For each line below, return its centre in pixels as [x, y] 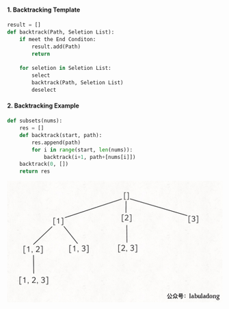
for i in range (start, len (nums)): [82, 150]
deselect [44, 90]
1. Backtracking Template [44, 10]
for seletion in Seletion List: [65, 69]
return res [35, 171]
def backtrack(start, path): [61, 135]
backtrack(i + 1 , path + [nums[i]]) [90, 157]
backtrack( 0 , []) [44, 164]
